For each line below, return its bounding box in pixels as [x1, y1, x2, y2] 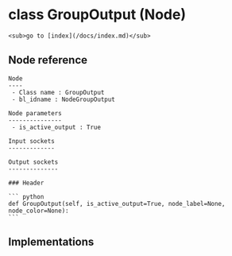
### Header [8, 179, 44, 187]
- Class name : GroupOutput [11, 88, 105, 96]
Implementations [8, 235, 95, 249]
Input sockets [8, 137, 56, 145]
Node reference [8, 53, 88, 67]
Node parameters [8, 109, 62, 117]
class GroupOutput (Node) [8, 6, 187, 24]
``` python [8, 192, 44, 200]
